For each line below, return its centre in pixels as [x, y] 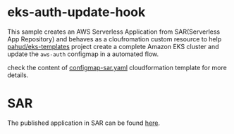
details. [18, 75]
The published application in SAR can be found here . [84, 123]
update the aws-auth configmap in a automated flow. [83, 54]
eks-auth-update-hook [76, 12]
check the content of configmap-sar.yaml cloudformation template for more [117, 67]
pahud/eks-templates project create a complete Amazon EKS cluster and [113, 46]
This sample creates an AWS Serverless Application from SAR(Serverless [114, 32]
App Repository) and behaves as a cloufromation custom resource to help [115, 39]
